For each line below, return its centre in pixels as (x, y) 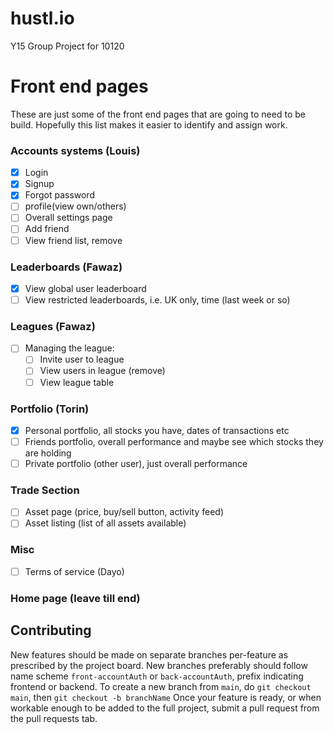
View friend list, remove (73, 240)
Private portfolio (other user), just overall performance (136, 463)
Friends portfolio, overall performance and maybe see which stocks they (174, 441)
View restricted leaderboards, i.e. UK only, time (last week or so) (157, 299)
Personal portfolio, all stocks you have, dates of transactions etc (157, 430)
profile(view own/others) (75, 206)
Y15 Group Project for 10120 (67, 46)
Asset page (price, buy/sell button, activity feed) (124, 512)
